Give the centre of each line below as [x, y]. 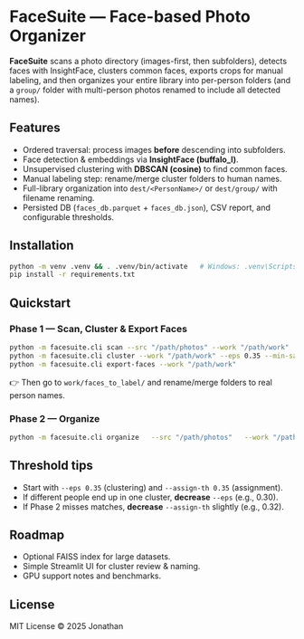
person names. [37, 395]
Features [35, 128]
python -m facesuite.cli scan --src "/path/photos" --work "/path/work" [149, 348]
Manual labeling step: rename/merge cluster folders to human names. [152, 178]
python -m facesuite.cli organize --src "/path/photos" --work [139, 437]
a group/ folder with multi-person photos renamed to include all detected [145, 90]
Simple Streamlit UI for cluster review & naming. [111, 567]
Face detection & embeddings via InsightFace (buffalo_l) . [130, 159]
